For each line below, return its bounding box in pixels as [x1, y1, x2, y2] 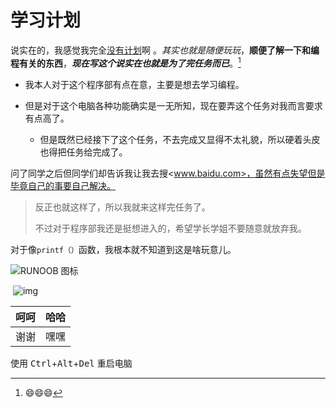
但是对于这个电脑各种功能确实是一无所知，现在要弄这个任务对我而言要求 [24, 99, 323, 111]
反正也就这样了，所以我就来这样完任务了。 [34, 201, 211, 213]
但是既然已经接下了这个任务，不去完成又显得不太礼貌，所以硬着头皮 [39, 133, 321, 145]
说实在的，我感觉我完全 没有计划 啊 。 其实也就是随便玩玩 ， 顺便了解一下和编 [10, 44, 320, 56]
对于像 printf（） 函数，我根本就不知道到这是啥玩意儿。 [10, 243, 237, 255]
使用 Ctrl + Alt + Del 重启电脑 [10, 357, 133, 369]
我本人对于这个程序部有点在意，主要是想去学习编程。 [24, 78, 245, 90]
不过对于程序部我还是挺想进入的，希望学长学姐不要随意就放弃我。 [34, 222, 307, 234]
